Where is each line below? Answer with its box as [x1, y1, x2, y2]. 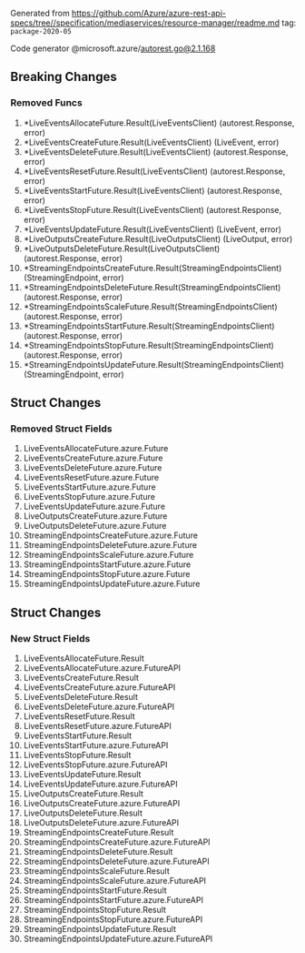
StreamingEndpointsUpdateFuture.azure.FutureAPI [23, 933, 213, 945]
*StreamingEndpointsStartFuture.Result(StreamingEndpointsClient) [23, 320, 275, 331]
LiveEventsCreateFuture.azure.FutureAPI [23, 682, 176, 693]
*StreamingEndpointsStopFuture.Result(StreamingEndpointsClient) [23, 340, 275, 350]
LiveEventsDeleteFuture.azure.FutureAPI [23, 701, 175, 713]
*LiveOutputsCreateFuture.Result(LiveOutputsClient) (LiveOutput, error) [23, 233, 293, 244]
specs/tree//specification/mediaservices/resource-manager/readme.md [10, 17, 280, 28]
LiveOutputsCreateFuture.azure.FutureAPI [23, 798, 181, 809]
